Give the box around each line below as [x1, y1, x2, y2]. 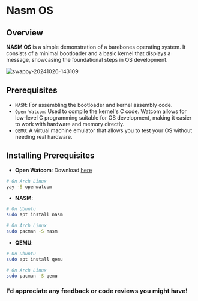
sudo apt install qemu [6, 256, 63, 262]
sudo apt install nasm [6, 211, 63, 218]
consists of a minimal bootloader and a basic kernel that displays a [6, 50, 171, 57]
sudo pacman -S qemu [6, 273, 58, 279]
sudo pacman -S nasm [6, 228, 58, 234]
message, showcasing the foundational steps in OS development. [6, 56, 168, 63]
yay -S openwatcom [6, 184, 52, 190]
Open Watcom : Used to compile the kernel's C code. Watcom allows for [14, 108, 187, 115]
